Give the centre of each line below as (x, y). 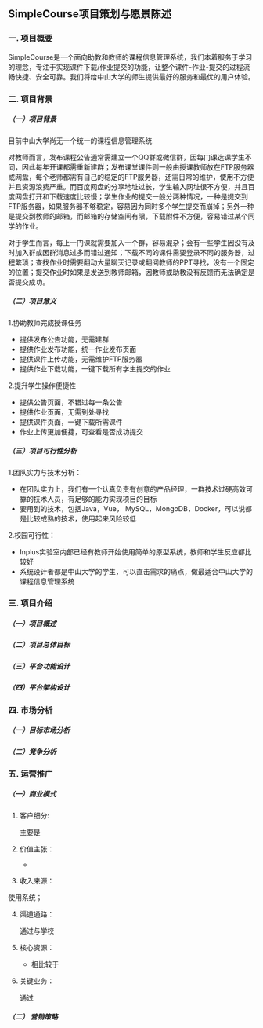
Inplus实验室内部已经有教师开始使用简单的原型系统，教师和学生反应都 (132, 551)
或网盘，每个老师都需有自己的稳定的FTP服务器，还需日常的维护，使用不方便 (131, 177)
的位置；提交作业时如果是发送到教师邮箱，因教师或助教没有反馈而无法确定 (128, 272)
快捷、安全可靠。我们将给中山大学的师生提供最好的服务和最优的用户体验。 (135, 76)
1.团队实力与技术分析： (45, 472)
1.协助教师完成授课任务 (45, 322)
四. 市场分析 (31, 710)
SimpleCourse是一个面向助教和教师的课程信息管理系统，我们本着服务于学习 (130, 57)
